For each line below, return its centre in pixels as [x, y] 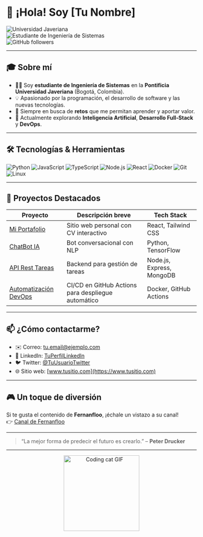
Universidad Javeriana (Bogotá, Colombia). [70, 91]
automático [82, 300]
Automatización [32, 289]
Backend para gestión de [102, 264]
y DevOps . [28, 124]
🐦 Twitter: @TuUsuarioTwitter [53, 363]
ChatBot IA [25, 246]
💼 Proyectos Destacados [53, 198]
